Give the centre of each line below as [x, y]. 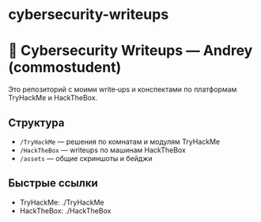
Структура [36, 123]
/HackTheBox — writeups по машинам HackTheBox [102, 150]
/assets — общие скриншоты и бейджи [86, 158]
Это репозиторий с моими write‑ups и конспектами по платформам [123, 89]
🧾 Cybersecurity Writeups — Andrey [130, 51]
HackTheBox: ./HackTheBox [65, 210]
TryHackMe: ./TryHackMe [62, 202]
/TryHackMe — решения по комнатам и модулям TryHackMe [119, 141]
